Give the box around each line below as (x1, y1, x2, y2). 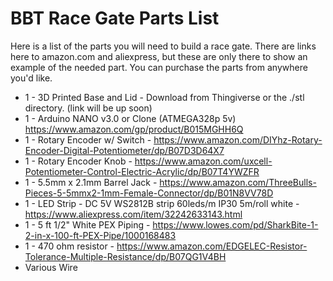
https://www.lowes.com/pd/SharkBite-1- (152, 218, 319, 231)
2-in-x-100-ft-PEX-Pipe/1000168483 (24, 229, 177, 241)
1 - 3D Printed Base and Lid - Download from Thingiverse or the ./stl (24, 91, 305, 103)
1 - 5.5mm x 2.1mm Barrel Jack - (24, 176, 158, 188)
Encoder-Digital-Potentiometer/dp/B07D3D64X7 (24, 144, 225, 156)
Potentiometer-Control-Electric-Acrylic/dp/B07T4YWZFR (24, 165, 260, 177)
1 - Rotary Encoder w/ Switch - (24, 133, 152, 146)
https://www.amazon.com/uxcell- (134, 155, 273, 167)
